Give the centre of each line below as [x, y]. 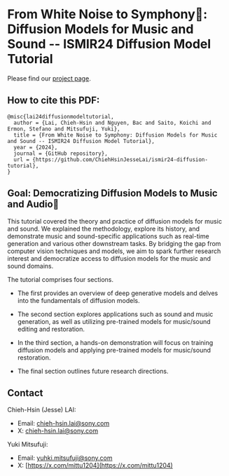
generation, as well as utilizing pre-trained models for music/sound [114, 321]
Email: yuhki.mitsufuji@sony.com [65, 458]
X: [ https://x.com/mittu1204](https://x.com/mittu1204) [95, 465]
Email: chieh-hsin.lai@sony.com [63, 423]
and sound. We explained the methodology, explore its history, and [104, 229]
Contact [25, 393]
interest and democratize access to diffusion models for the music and [109, 258]
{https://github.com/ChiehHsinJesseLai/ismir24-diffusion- [120, 159]
